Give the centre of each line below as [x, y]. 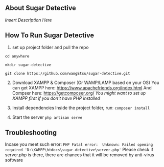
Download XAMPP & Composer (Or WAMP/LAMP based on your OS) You [86, 83]
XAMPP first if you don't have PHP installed [56, 98]
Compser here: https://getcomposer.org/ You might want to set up [79, 93]
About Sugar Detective [41, 8]
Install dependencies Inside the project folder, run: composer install [81, 108]
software [14, 160]
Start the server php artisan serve [47, 117]
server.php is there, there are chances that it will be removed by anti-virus [80, 155]
